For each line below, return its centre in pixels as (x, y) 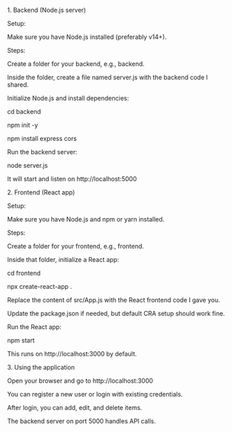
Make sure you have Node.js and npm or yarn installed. (86, 219)
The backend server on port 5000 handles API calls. (81, 421)
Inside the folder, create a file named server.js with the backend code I (108, 77)
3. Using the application (41, 367)
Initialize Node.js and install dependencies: (68, 98)
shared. (18, 85)
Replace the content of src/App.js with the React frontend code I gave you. (114, 300)
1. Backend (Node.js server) (47, 10)
